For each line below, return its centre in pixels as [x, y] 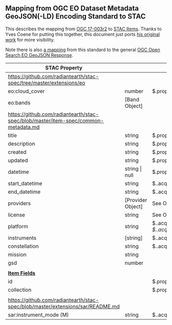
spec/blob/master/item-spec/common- [56, 120]
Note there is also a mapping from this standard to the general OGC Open [83, 49]
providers [19, 203]
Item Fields [22, 273]
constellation [23, 246]
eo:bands [19, 103]
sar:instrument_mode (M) [38, 315]
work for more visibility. [30, 39]
